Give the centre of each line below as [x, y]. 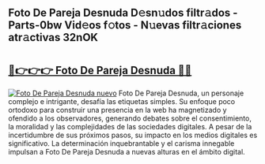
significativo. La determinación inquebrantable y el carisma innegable [121, 143]
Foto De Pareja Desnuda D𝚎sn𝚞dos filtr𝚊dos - [123, 13]
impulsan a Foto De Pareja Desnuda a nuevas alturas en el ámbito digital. [127, 152]
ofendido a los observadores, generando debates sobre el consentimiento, [130, 118]
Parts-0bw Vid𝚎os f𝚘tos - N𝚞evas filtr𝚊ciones [125, 26]
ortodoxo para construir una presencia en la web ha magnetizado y [117, 110]
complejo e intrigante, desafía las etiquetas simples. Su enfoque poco [122, 101]
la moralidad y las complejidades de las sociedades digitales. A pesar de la [130, 127]
